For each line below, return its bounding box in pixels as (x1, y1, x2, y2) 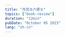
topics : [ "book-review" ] (5, 12, 54, 16)
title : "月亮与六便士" (5, 7, 46, 12)
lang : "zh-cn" (5, 25, 33, 30)
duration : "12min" (5, 16, 42, 21)
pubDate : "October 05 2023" (5, 20, 61, 25)
